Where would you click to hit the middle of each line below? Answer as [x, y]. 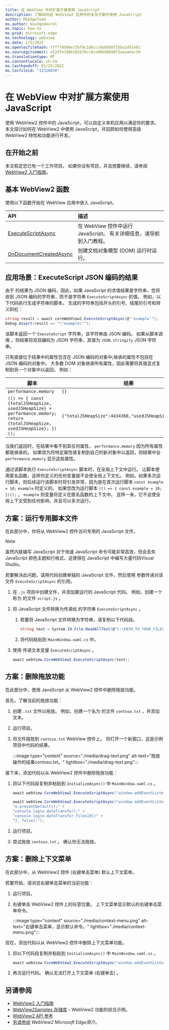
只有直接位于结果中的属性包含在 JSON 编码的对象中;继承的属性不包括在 [79, 357]
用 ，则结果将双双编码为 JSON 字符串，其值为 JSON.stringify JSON [76, 340]
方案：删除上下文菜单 [38, 859]
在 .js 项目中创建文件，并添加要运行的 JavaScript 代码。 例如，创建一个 [87, 592]
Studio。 [14, 564]
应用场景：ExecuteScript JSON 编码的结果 [72, 277]
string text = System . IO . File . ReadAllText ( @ [67, 629]
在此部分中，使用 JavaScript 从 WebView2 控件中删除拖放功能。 [72, 689]
